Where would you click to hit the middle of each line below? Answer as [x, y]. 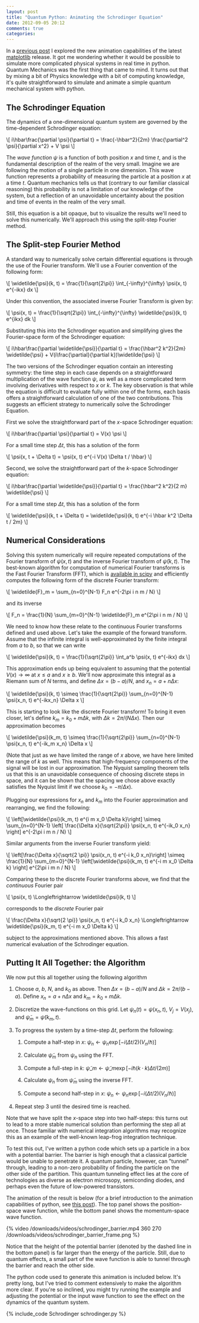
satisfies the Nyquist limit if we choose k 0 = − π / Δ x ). [70, 788]
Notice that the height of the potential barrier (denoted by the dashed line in [99, 1246]
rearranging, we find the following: [48, 807]
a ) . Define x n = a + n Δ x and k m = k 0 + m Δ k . [68, 997]
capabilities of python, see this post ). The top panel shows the [83, 1204]
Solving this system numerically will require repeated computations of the [96, 555]
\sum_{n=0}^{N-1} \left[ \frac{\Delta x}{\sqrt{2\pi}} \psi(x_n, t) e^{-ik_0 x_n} [98, 825]
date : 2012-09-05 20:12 [36, 23]
